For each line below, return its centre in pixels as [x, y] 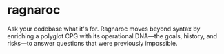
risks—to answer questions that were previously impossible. [92, 43]
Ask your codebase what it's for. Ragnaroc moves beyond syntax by [104, 29]
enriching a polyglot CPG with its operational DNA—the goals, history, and [112, 36]
